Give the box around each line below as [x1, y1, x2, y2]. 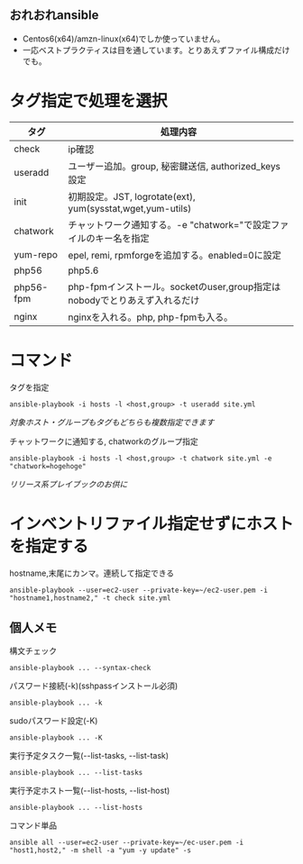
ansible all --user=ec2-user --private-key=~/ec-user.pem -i [9, 838, 244, 848]
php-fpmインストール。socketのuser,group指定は [68, 280, 281, 293]
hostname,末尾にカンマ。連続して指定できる [9, 568, 175, 578]
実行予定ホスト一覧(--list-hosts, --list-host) [9, 786, 170, 796]
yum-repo [14, 248, 59, 260]
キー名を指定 [95, 232, 151, 244]
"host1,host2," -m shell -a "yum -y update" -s [9, 846, 192, 855]
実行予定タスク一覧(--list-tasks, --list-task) [9, 750, 170, 761]
